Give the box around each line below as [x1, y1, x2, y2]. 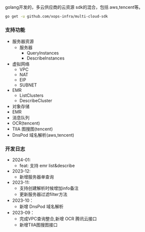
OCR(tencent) [12, 120, 40, 126]
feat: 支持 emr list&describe [19, 163, 75, 169]
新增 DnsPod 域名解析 [19, 204, 64, 210]
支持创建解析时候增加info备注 [19, 185, 79, 191]
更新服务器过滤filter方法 [19, 191, 67, 197]
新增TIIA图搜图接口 [19, 222, 58, 228]
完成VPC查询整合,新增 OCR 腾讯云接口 [19, 216, 97, 222]
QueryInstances [26, 50, 59, 56]
